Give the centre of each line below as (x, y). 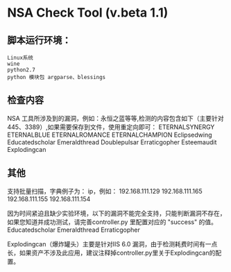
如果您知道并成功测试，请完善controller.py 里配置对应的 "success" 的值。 (112, 222)
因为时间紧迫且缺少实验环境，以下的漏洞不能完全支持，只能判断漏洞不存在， (117, 213)
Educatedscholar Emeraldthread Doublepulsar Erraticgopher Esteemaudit (112, 142)
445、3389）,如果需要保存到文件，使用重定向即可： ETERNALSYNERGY (111, 127)
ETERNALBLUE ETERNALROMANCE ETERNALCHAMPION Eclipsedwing (110, 135)
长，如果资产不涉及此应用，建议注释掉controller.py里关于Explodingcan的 (111, 253)
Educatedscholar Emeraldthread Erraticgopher (74, 230)
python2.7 (22, 70)
